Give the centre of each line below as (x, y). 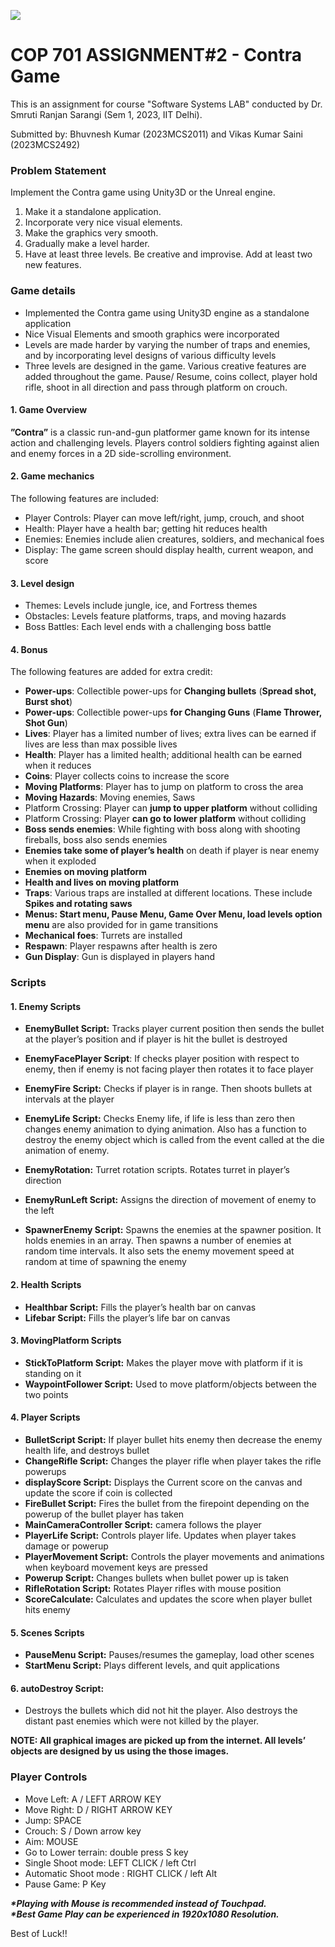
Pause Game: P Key (65, 1884)
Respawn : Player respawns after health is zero (121, 946)
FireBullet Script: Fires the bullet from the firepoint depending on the (167, 1504)
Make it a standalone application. (93, 212)
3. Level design (42, 583)
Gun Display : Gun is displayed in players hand (120, 957)
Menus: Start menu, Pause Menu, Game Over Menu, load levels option (173, 914)
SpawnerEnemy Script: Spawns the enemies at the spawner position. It (173, 1230)
